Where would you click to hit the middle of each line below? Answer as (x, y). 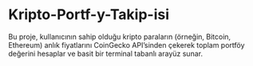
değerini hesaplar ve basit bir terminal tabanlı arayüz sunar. (106, 53)
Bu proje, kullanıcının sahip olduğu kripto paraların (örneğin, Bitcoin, (120, 37)
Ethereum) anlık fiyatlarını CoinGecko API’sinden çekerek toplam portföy (126, 45)
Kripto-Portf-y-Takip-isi (89, 15)
